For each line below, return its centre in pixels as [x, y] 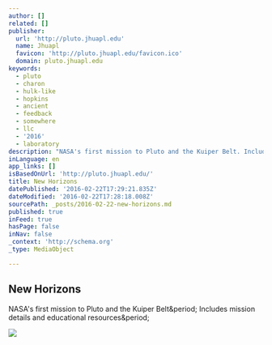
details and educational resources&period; [79, 317]
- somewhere [36, 121]
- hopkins [32, 99]
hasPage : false [34, 227]
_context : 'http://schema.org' [61, 242]
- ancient [32, 106]
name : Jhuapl [38, 46]
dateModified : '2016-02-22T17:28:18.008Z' [81, 196]
